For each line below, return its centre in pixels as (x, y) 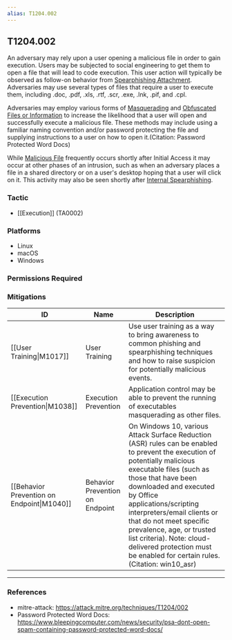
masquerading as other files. (175, 415)
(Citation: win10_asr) (163, 564)
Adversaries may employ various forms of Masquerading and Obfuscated (112, 108)
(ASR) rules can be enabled (173, 443)
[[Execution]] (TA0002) (50, 213)
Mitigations (27, 297)
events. (141, 378)
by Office (144, 495)
